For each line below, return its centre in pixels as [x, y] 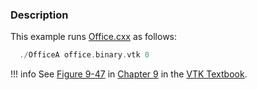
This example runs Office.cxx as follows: [94, 37]
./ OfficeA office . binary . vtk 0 [84, 55]
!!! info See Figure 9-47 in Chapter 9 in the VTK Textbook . [129, 74]
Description [39, 15]
